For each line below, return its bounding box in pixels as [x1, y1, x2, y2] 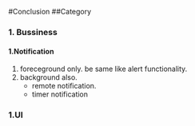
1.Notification [8, 46, 54, 56]
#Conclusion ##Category [8, 7, 92, 16]
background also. [19, 73, 78, 82]
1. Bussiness [8, 26, 58, 37]
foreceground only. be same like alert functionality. [19, 64, 188, 74]
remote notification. [31, 81, 97, 91]
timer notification [31, 89, 89, 99]
